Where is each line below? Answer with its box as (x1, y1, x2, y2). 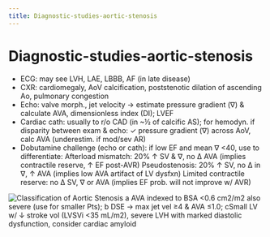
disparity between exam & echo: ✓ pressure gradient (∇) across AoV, (19, 125, 251, 135)
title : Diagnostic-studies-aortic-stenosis (8, 11, 158, 20)
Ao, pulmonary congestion (19, 91, 109, 101)
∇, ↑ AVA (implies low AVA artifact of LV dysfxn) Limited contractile (19, 168, 246, 179)
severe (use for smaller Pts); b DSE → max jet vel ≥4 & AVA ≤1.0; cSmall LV (8, 201, 258, 211)
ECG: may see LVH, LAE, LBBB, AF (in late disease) (19, 74, 191, 84)
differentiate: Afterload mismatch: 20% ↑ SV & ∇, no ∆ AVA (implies (19, 151, 246, 161)
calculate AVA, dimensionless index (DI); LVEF (19, 108, 174, 118)
